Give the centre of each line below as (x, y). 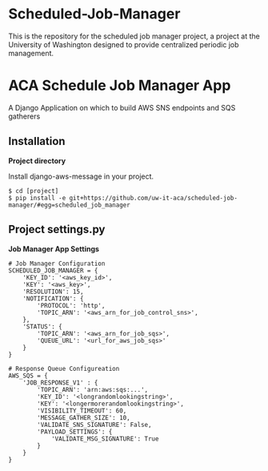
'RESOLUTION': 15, (53, 292)
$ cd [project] (34, 191)
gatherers (24, 116)
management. (31, 53)
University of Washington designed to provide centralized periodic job (124, 44)
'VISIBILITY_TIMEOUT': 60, (82, 411)
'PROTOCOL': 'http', (71, 305)
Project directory (37, 160)
